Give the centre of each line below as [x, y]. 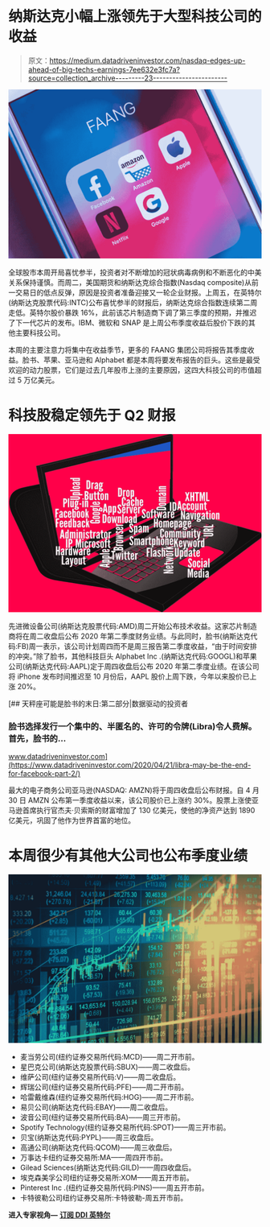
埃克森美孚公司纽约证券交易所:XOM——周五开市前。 [107, 1177]
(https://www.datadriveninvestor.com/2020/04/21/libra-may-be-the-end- [130, 765]
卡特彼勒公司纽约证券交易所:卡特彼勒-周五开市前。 [104, 1197]
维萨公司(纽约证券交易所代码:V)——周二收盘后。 [100, 1076]
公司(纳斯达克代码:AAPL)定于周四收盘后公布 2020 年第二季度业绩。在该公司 [134, 666]
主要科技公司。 [40, 333]
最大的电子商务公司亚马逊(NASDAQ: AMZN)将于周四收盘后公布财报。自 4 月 [134, 791]
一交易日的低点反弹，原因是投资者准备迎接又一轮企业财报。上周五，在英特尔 [135, 292]
